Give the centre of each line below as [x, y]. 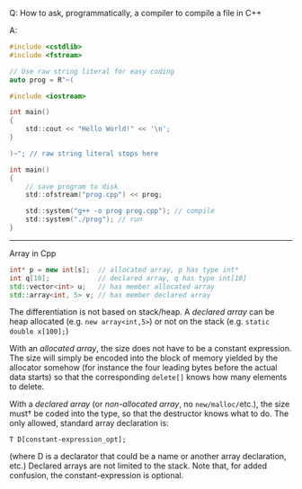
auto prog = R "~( [42, 80]
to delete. [27, 387]
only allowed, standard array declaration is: [89, 423]
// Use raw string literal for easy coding [92, 71]
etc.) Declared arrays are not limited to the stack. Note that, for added [138, 466]
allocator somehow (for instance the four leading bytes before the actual [143, 368]
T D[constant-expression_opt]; [68, 440]
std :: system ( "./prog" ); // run [84, 219]
